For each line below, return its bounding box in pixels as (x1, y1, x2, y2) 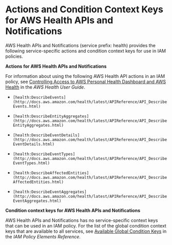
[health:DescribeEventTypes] (12, 151, 75, 157)
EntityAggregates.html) (12, 122, 64, 128)
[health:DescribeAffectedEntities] (12, 170, 89, 175)
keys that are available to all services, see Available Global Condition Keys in (5, 228, 167, 234)
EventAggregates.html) (12, 198, 62, 203)
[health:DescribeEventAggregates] (12, 189, 87, 194)
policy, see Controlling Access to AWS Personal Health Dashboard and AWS (5, 78, 166, 85)
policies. (5, 53, 23, 59)
